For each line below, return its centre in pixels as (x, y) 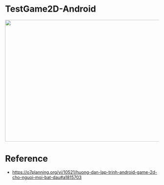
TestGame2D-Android (51, 9)
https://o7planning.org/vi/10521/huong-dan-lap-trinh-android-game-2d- (85, 172)
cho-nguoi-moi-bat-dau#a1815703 (47, 177)
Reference (26, 159)
